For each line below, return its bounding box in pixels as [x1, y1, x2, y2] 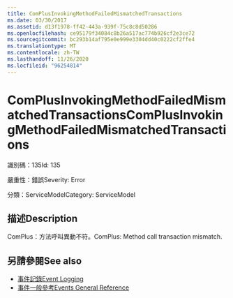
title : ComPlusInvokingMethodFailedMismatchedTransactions [7, 10, 183, 17]
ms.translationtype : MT [7, 43, 77, 50]
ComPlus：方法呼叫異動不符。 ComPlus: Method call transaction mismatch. [7, 232, 223, 241]
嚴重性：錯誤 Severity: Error [7, 175, 86, 184]
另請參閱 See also [7, 255, 82, 267]
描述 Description [7, 212, 78, 224]
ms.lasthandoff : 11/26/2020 [7, 56, 89, 63]
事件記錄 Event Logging [17, 275, 84, 283]
